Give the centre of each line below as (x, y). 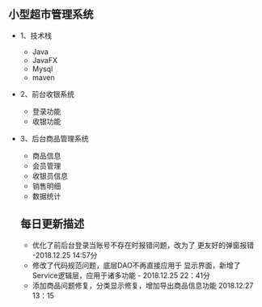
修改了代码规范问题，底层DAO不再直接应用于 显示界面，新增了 (136, 265)
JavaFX (45, 60)
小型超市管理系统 (51, 15)
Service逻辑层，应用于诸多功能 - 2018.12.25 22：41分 (121, 275)
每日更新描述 (52, 224)
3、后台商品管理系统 (54, 138)
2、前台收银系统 (47, 94)
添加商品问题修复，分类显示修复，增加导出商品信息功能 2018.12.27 (143, 285)
